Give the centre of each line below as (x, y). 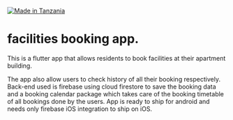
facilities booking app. (73, 39)
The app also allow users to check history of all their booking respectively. (114, 79)
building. (20, 66)
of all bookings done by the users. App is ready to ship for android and (109, 101)
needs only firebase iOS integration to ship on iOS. (80, 109)
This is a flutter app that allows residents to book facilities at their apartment (116, 58)
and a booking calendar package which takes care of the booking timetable (116, 93)
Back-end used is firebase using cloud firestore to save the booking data (112, 87)
